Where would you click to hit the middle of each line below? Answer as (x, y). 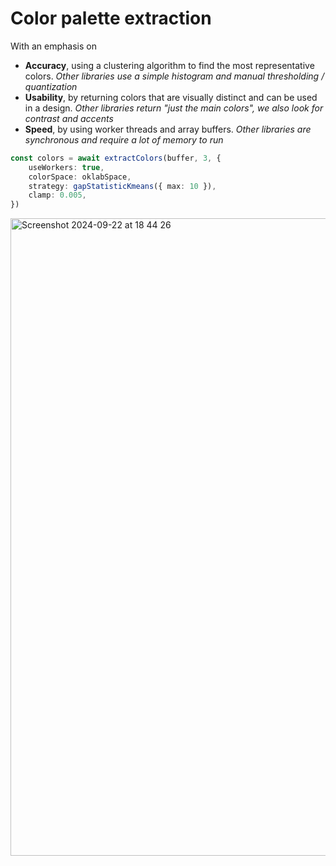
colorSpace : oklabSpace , (80, 177)
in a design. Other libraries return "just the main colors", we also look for (174, 108)
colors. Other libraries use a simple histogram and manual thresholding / (174, 76)
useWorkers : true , (66, 167)
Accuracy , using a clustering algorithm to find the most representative (169, 65)
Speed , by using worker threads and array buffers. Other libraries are (168, 129)
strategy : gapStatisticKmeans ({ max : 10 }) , (122, 186)
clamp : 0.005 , (57, 195)
